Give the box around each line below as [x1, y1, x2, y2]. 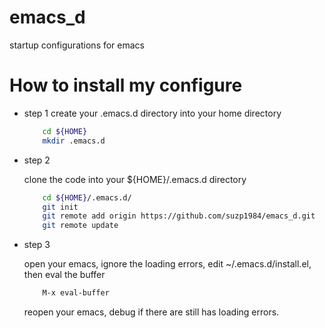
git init [42, 202, 79, 212]
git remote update [42, 221, 119, 231]
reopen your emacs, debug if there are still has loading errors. [23, 306, 280, 318]
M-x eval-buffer [42, 288, 110, 298]
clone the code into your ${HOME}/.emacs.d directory [23, 173, 247, 185]
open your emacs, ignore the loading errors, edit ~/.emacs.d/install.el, [23, 258, 312, 270]
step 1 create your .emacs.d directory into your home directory [23, 107, 282, 119]
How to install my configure [9, 74, 243, 97]
